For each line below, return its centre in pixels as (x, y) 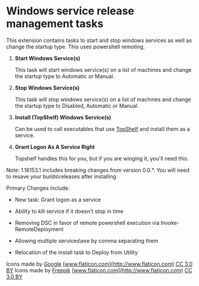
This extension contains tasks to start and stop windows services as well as (99, 40)
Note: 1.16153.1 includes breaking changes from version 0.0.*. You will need (98, 170)
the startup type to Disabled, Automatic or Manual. (77, 105)
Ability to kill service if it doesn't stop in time (69, 211)
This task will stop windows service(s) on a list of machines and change (103, 99)
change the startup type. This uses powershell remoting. (76, 47)
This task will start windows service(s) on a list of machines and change (103, 69)
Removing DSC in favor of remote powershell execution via (87, 223)
